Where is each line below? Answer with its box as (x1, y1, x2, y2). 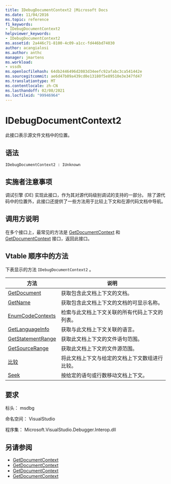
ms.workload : (5, 60, 33, 65)
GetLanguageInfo (8, 326, 50, 333)
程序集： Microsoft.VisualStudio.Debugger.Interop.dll (5, 426, 116, 433)
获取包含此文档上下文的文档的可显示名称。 (61, 299, 163, 306)
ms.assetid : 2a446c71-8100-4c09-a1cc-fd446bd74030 (5, 41, 115, 46)
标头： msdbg (5, 405, 35, 411)
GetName (8, 299, 31, 306)
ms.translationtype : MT (5, 78, 56, 84)
